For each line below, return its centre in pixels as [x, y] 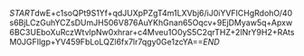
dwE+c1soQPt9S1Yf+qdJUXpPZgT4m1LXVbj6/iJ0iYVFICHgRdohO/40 [164, 13]
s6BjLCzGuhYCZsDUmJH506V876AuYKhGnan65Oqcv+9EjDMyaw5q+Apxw [151, 23]
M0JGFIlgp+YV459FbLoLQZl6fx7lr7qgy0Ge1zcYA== [106, 42]
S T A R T [22, 13]
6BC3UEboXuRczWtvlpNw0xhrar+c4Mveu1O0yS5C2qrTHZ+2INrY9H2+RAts [152, 32]
